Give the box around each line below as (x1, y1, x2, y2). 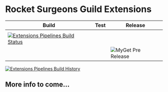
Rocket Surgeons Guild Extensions (5, 4, 151, 15)
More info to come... (5, 80, 70, 89)
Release (125, 22, 145, 29)
